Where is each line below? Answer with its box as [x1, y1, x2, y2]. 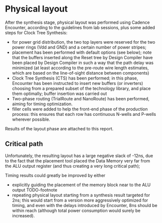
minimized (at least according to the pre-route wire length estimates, [12, 64, 149, 71]
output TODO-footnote [12, 187, 58, 192]
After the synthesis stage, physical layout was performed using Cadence [5, 19, 150, 25]
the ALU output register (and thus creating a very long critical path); [5, 163, 140, 169]
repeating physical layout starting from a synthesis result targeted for [12, 192, 150, 198]
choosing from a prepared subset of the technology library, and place [12, 85, 151, 91]
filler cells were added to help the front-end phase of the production [12, 106, 148, 112]
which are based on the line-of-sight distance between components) [12, 70, 149, 76]
